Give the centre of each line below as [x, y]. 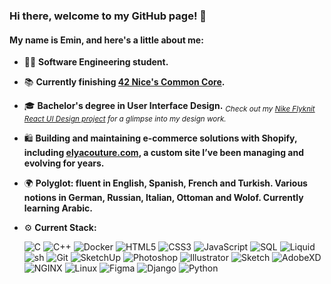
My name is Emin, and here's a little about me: [106, 40]
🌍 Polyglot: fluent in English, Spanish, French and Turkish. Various [165, 183]
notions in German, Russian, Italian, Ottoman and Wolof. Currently [163, 198]
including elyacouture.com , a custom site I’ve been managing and [164, 153]
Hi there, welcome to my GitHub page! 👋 [108, 16]
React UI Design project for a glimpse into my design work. [125, 119]
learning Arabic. [58, 208]
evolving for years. [64, 163]
